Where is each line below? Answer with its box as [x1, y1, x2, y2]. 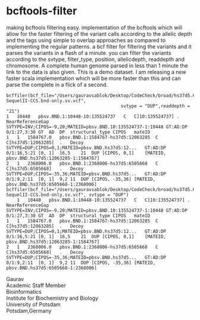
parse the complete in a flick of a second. [6, 81, 108, 88]
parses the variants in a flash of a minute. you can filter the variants [6, 49, 171, 56]
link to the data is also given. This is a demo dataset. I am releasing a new [6, 68, 186, 75]
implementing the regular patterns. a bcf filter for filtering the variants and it [6, 43, 192, 50]
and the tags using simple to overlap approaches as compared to [6, 36, 166, 44]
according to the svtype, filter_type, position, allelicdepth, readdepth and [6, 56, 185, 63]
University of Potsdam [6, 300, 61, 308]
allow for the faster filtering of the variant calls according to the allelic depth [6, 30, 192, 37]
